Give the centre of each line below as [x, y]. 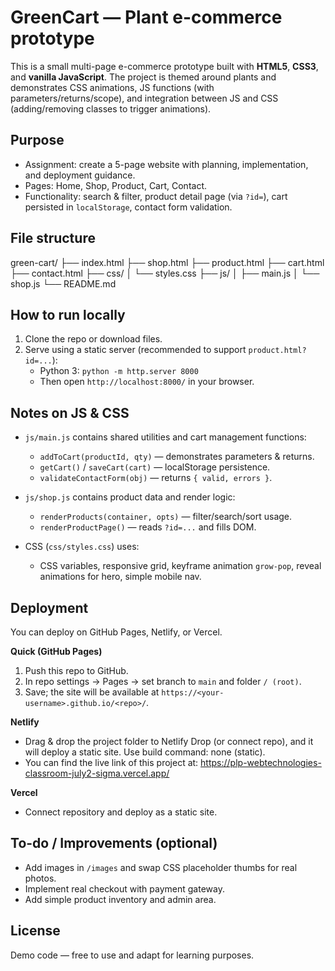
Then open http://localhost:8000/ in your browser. [147, 382]
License [35, 931]
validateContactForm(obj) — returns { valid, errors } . [156, 478]
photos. [40, 878]
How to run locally [68, 314]
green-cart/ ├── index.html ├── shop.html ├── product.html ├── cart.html [167, 262]
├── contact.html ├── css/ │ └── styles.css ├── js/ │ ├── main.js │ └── [165, 273]
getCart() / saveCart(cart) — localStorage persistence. [155, 467]
